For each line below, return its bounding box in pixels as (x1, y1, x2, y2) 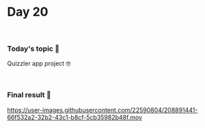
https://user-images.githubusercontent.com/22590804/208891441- (7, 105, 198, 114)
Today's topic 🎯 (7, 44, 60, 53)
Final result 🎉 (7, 90, 51, 100)
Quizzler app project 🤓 (7, 60, 71, 68)
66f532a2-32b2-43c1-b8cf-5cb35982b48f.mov (7, 113, 142, 121)
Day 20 (7, 4, 49, 20)
